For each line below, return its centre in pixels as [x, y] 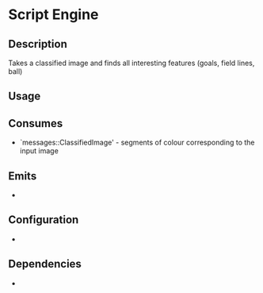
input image [39, 151]
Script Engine [53, 15]
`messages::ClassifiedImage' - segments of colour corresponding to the [137, 143]
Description [38, 44]
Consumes [36, 123]
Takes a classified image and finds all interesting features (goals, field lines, [131, 63]
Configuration [44, 220]
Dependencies [45, 264]
